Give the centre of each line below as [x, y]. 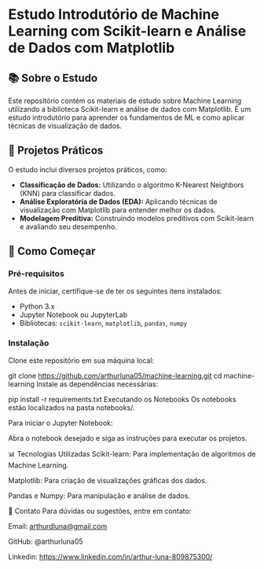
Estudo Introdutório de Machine [114, 15]
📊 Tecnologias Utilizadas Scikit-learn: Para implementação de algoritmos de [132, 453]
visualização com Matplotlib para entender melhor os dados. [117, 209]
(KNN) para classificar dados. [68, 193]
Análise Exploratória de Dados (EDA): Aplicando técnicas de [118, 201]
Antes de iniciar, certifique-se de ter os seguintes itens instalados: [115, 291]
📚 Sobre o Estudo [53, 78]
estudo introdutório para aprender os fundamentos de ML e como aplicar [126, 117]
